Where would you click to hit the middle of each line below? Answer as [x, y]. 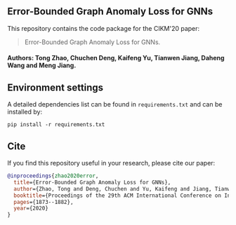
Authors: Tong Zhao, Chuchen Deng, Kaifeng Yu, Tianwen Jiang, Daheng [116, 58]
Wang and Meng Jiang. [42, 65]
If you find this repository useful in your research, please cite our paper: [111, 163]
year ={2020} [31, 209]
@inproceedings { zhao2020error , [53, 176]
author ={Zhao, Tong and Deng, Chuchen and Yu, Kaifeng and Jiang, [113, 189]
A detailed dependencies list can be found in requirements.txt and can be [115, 104]
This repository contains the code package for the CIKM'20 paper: [104, 28]
